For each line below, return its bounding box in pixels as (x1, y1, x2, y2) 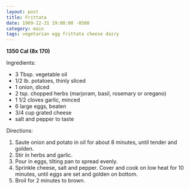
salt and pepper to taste (14, 115, 74, 123)
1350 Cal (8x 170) (6, 47, 50, 55)
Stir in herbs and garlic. (14, 151, 73, 159)
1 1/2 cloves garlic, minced (14, 97, 80, 104)
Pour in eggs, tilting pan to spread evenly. (14, 158, 118, 165)
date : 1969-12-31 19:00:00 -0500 (6, 20, 90, 26)
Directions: (6, 127, 33, 134)
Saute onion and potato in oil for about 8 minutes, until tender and (14, 139, 177, 146)
